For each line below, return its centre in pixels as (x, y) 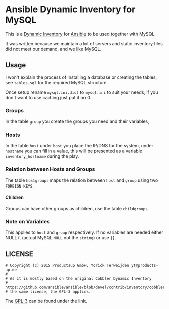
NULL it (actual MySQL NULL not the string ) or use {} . (61, 238)
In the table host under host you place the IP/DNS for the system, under (79, 146)
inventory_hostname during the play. (42, 156)
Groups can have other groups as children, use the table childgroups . (77, 208)
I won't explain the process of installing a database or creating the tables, (81, 77)
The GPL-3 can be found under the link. (46, 301)
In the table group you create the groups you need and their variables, (77, 121)
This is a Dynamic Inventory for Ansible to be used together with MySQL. (80, 34)
